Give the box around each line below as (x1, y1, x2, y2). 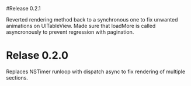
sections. (6, 74, 28, 81)
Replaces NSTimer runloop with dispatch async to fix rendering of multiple (6, 68, 186, 75)
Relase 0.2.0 (6, 49, 69, 62)
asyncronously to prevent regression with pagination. (6, 28, 134, 35)
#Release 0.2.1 (6, 5, 41, 12)
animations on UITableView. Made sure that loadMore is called (6, 23, 156, 29)
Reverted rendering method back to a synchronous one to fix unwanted (6, 16, 178, 23)
